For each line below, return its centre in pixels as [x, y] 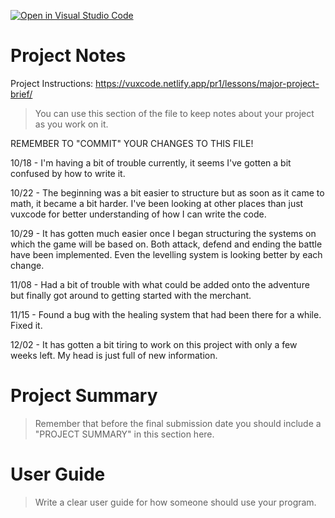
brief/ [21, 94]
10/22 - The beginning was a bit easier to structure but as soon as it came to [167, 192]
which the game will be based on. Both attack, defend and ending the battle [166, 244]
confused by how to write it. [68, 173]
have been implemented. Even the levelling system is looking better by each [166, 254]
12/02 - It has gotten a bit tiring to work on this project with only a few [154, 344]
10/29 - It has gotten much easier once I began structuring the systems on [163, 233]
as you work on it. [71, 124]
